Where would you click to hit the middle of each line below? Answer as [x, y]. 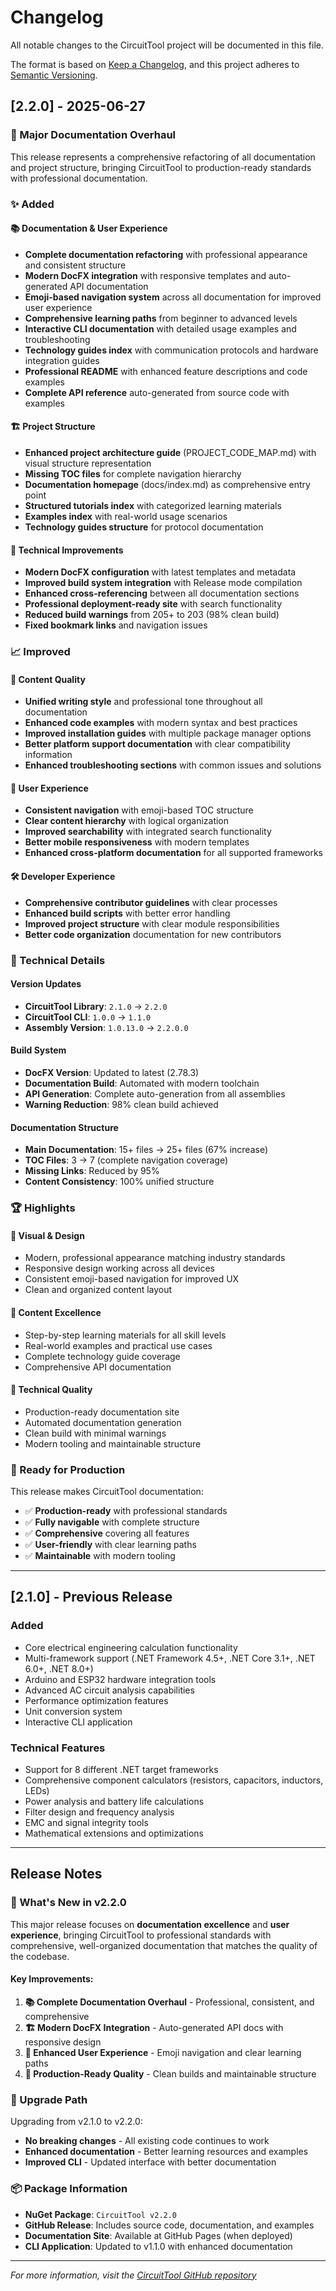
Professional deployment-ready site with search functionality [153, 604]
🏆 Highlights [43, 1208]
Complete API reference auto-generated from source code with [157, 392]
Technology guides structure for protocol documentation [144, 527]
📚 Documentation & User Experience [89, 228]
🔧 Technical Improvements [67, 550]
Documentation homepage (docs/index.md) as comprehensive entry [167, 484]
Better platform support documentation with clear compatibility [157, 744]
